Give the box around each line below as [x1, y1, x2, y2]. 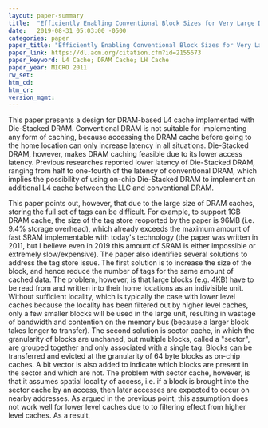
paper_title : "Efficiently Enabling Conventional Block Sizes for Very [8, 42, 251, 50]
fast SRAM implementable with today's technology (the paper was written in [8, 232, 258, 242]
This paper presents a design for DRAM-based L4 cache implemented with [8, 115, 255, 125]
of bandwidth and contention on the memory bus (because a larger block [8, 317, 249, 327]
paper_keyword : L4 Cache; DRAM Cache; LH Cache [8, 57, 170, 65]
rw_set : [8, 71, 34, 79]
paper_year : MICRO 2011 [8, 64, 88, 72]
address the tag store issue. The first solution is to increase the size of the [8, 258, 252, 267]
